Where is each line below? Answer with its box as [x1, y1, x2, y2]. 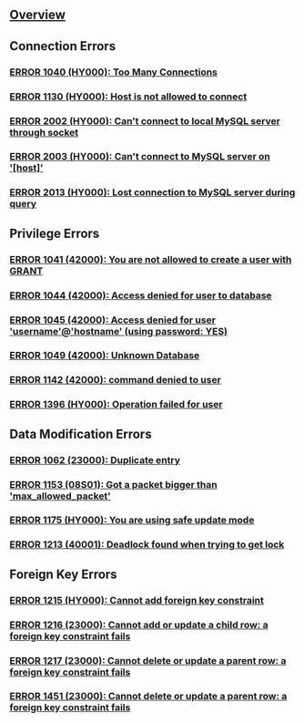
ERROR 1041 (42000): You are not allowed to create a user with [9, 253, 292, 265]
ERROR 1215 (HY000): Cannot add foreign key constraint [9, 594, 264, 606]
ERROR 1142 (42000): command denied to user [9, 374, 221, 387]
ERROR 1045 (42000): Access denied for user [9, 314, 217, 326]
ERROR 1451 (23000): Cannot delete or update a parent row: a [9, 690, 288, 703]
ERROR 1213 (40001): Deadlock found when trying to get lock [9, 538, 285, 551]
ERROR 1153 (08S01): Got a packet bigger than [9, 478, 218, 491]
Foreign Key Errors [9, 566, 117, 582]
